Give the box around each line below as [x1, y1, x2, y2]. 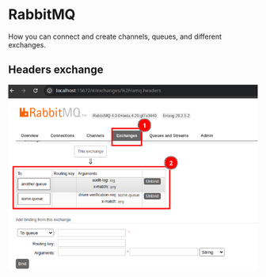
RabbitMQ [8, 6, 76, 24]
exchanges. [8, 40, 46, 49]
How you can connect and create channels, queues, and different [8, 32, 222, 41]
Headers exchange [8, 63, 104, 77]
